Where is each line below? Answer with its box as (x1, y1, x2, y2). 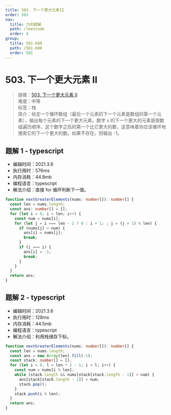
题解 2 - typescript (5, 293, 65, 302)
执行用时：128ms (12, 314, 50, 320)
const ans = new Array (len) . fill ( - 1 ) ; (10, 353, 93, 358)
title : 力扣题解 (10, 21, 42, 27)
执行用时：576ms (12, 167, 50, 174)
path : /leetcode (10, 27, 45, 32)
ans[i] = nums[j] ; (24, 230, 63, 235)
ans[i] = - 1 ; (24, 249, 52, 254)
